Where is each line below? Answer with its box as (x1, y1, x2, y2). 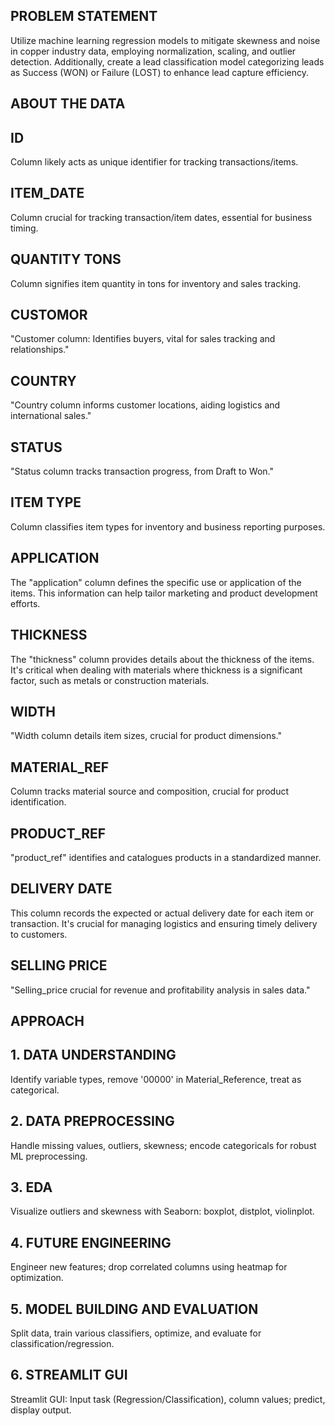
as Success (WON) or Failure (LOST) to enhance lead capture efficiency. (10, 66, 309, 78)
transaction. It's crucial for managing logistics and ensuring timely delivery (10, 917, 318, 929)
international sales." (10, 410, 92, 422)
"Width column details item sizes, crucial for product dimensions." (10, 730, 282, 742)
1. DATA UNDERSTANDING (10, 1047, 177, 1064)
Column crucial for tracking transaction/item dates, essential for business (10, 211, 313, 223)
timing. (10, 222, 39, 234)
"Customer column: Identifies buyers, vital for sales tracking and (10, 333, 276, 345)
